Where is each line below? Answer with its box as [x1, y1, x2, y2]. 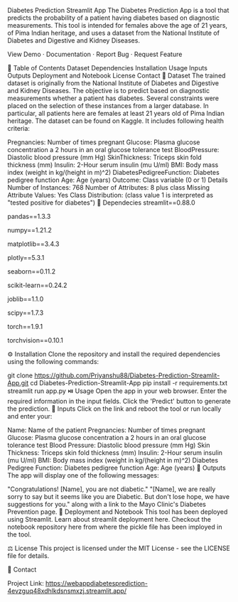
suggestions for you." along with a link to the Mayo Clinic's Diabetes [7, 500, 206, 508]
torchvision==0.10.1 [7, 336, 64, 344]
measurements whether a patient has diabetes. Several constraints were [7, 94, 220, 102]
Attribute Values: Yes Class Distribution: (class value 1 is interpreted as [7, 191, 214, 199]
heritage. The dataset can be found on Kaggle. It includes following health [7, 117, 225, 125]
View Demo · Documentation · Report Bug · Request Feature [7, 50, 183, 58]
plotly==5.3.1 [7, 254, 45, 262]
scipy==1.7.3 [7, 308, 44, 317]
